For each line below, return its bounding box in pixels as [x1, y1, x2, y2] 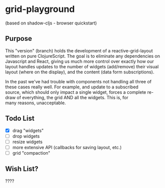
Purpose [5, 34, 32, 43]
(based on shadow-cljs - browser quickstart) [5, 20, 97, 26]
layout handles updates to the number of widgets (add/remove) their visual [5, 63, 159, 69]
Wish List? [5, 165, 39, 173]
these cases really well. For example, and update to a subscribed [5, 84, 139, 90]
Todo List [5, 114, 35, 123]
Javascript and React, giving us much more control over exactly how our [5, 58, 154, 64]
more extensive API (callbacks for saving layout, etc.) [12, 144, 122, 150]
